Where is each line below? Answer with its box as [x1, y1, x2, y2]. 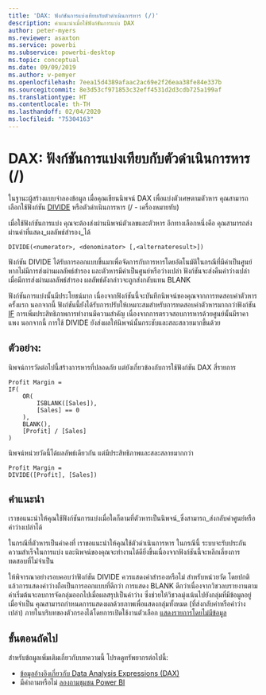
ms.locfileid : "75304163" [8, 115, 94, 123]
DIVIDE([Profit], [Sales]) [8, 470, 98, 478]
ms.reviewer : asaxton [8, 33, 80, 42]
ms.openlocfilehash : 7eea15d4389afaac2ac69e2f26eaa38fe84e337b [8, 78, 222, 86]
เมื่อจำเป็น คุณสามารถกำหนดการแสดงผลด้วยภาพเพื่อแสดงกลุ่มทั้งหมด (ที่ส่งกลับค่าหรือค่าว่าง [8, 599, 246, 609]
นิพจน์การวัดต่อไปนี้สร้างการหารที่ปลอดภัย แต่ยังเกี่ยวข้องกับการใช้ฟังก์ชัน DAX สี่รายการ [8, 362, 237, 372]
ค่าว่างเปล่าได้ [8, 522, 43, 532]
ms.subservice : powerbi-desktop [8, 49, 115, 57]
